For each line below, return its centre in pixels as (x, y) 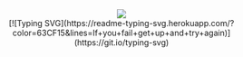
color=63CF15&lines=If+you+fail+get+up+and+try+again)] (121, 33)
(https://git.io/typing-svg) (121, 43)
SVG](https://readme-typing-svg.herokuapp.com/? (140, 23)
